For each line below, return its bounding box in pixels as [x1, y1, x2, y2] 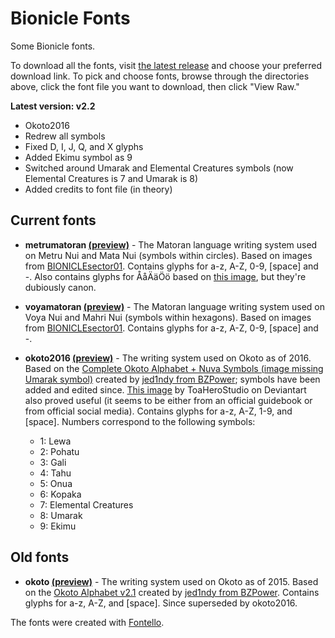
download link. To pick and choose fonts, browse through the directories [10, 70, 310, 82]
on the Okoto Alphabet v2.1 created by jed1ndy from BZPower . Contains [24, 586, 320, 598]
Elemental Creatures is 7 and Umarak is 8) [24, 172, 199, 184]
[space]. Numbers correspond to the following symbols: [24, 415, 256, 427]
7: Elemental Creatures [39, 498, 134, 511]
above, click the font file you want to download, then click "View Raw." [10, 80, 300, 92]
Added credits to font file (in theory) [24, 183, 173, 195]
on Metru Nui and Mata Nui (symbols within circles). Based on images [24, 249, 313, 261]
